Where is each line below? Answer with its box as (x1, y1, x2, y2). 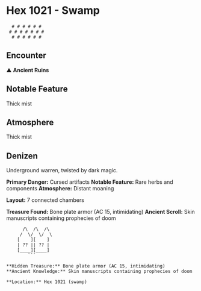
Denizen (6, 151, 38, 161)
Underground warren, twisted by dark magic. (6, 167, 118, 174)
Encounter (6, 51, 46, 61)
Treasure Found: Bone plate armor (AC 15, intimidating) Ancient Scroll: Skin (6, 208, 196, 216)
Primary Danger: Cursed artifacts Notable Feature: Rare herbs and (6, 178, 173, 186)
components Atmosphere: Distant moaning (6, 185, 114, 192)
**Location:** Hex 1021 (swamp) (6, 279, 87, 285)
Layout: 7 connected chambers (6, 196, 84, 204)
